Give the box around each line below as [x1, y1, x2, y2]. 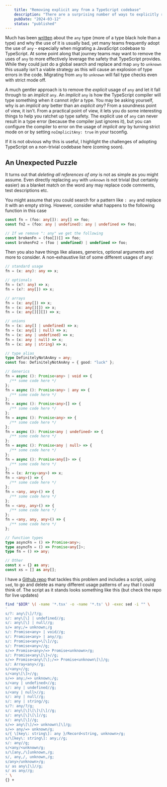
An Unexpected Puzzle [5, 158, 78, 167]
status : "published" [14, 21, 57, 26]
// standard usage [5, 264, 43, 269]
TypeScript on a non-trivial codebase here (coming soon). [5, 144, 124, 150]
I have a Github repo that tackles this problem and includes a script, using [5, 576, 156, 582]
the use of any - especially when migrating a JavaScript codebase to [5, 45, 146, 51]
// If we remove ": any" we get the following [5, 231, 103, 236]
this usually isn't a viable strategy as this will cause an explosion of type [5, 67, 153, 73]
